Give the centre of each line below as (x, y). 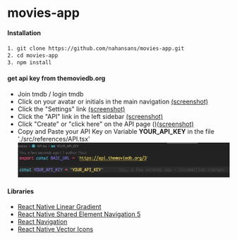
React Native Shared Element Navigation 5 (79, 214)
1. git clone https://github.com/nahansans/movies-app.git (96, 49)
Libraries (20, 191)
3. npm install (30, 63)
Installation (24, 32)
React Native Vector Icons (55, 229)
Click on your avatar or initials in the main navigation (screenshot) (113, 101)
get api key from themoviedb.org (56, 78)
